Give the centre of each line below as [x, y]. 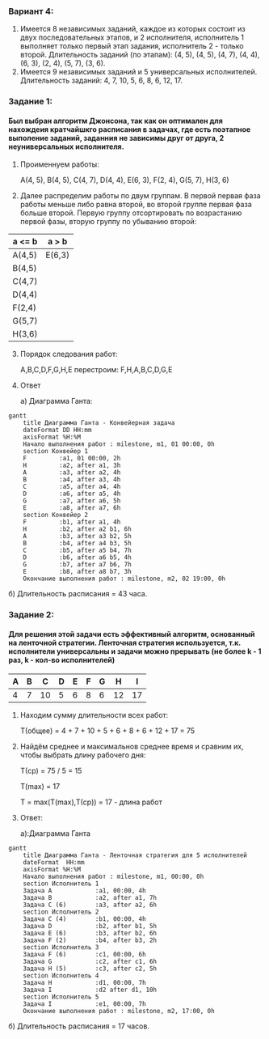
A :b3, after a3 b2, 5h [77, 536]
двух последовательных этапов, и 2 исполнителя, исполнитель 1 [132, 37]
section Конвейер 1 [56, 452]
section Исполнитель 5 [61, 997]
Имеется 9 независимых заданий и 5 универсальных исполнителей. [139, 72]
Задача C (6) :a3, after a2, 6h [90, 905]
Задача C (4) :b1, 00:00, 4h [85, 919]
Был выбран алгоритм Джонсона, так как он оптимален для [116, 121]
